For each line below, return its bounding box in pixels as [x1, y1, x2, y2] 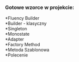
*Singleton [5, 26, 27, 32]
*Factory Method [5, 42, 40, 48]
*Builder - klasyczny [5, 20, 47, 26]
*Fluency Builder [5, 15, 40, 21]
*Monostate [5, 31, 30, 37]
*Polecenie [5, 52, 28, 58]
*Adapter [5, 36, 25, 42]
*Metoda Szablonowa [5, 47, 50, 53]
